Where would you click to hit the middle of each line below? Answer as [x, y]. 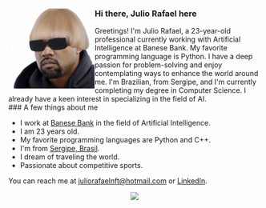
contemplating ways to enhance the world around [177, 74]
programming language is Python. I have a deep [174, 57]
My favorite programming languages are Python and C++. [115, 140]
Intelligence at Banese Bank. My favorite [161, 48]
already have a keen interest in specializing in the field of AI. [107, 99]
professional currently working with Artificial [168, 39]
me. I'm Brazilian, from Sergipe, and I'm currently [175, 82]
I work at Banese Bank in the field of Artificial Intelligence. [115, 123]
